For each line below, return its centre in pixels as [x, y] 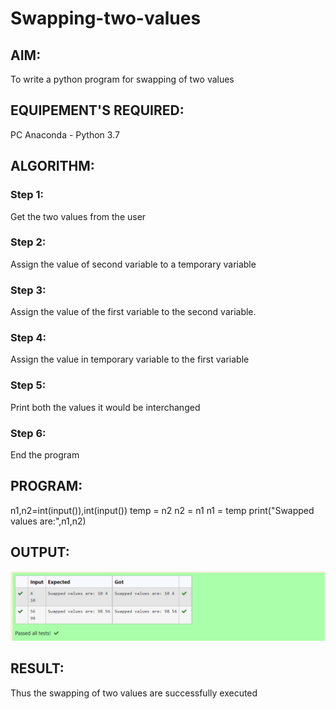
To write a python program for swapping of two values [122, 79]
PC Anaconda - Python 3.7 [65, 134]
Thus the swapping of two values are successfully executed [134, 693]
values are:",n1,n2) [48, 521]
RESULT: [37, 668]
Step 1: [27, 195]
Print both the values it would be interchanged [105, 407]
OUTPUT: [40, 552]
